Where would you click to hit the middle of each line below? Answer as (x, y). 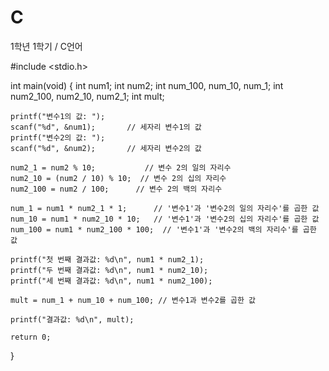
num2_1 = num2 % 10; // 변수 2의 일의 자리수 (121, 167)
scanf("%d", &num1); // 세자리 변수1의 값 (106, 127)
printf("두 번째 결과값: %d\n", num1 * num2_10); (109, 270)
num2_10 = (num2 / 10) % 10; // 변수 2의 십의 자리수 (118, 178)
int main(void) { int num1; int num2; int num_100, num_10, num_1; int (147, 85)
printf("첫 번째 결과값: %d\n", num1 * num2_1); (107, 259)
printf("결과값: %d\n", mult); (72, 319)
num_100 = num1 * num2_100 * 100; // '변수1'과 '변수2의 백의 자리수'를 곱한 (163, 229)
